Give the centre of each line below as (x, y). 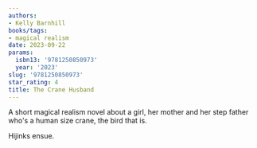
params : (21, 53)
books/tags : (28, 30)
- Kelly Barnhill (37, 23)
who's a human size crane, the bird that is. (78, 121)
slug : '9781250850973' (46, 75)
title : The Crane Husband (51, 90)
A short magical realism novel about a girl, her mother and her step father (128, 112)
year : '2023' (37, 68)
